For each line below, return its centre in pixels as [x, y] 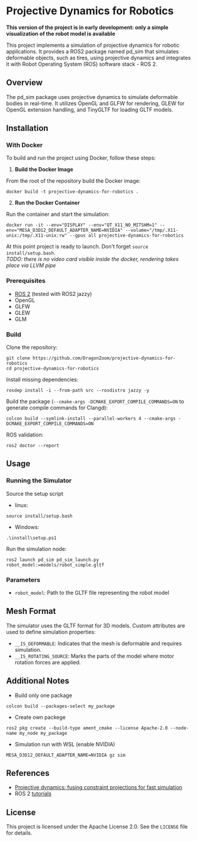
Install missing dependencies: [42, 380]
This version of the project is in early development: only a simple [87, 27]
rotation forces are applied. [48, 662]
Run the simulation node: [36, 549]
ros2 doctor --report [33, 446]
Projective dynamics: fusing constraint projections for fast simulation [98, 788]
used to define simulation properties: [51, 632]
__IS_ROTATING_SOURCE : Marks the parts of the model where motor [94, 656]
